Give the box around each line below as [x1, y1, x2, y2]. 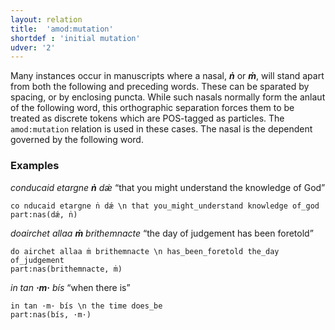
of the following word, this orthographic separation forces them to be [10, 102, 295, 114]
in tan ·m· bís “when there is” [10, 281, 131, 293]
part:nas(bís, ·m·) [10, 309, 92, 320]
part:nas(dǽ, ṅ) [10, 209, 78, 220]
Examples [10, 159, 60, 173]
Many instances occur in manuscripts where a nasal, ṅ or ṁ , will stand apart [10, 70, 325, 82]
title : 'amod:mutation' [10, 24, 114, 34]
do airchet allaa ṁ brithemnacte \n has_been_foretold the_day [10, 246, 280, 256]
